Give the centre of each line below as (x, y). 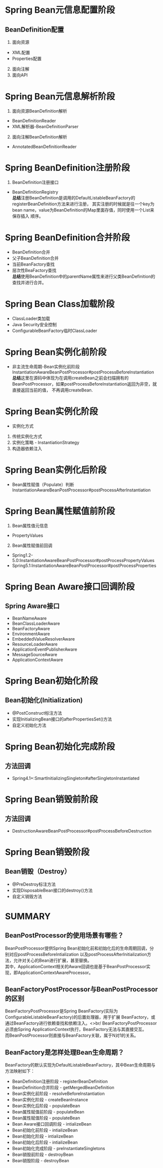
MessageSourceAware (34, 654)
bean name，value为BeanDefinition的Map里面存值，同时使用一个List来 (83, 210)
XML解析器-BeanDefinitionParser (45, 126)
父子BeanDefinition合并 (35, 258)
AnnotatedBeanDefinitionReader (44, 146)
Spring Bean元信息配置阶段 (60, 10)
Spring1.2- (22, 555)
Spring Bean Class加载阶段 (60, 304)
